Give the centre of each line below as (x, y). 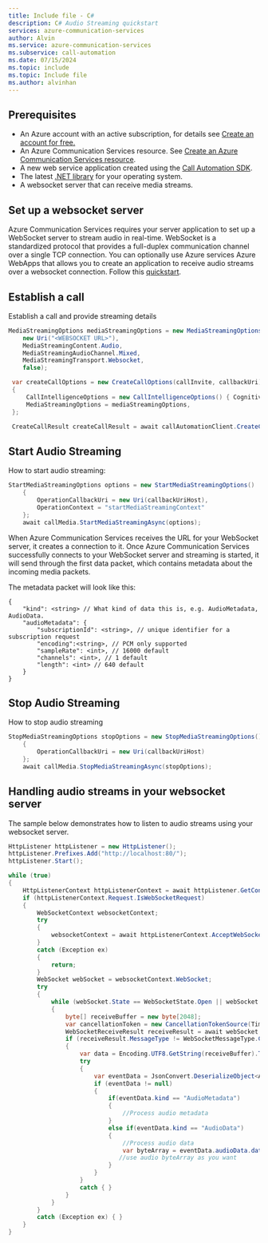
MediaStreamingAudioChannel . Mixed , (82, 353)
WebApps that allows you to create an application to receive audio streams (131, 264)
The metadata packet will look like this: (72, 587)
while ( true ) (30, 876)
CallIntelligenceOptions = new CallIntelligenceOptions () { (128, 397)
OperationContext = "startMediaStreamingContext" (121, 507)
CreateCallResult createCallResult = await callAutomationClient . (124, 427)
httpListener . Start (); (46, 861)
